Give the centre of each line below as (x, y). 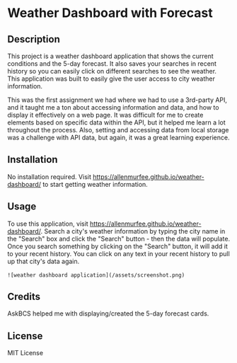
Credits (24, 297)
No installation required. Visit (50, 177)
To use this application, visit (48, 224)
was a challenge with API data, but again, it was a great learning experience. (118, 137)
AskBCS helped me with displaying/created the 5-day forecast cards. (108, 313)
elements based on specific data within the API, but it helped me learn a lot (117, 122)
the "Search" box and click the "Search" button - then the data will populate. (119, 238)
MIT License (25, 353)
